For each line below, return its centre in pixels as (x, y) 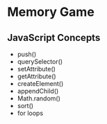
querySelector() (40, 62)
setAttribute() (36, 69)
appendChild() (38, 91)
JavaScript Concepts (54, 38)
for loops (30, 113)
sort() (25, 106)
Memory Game (51, 12)
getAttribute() (37, 76)
